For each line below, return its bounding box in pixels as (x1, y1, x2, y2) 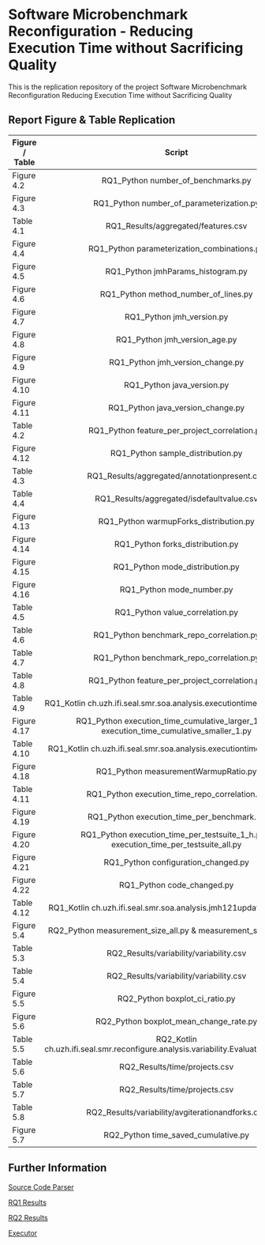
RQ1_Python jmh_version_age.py (115, 334, 237, 345)
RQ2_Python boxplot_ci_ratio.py (117, 993, 236, 1004)
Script (164, 146, 188, 157)
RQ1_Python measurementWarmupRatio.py (95, 765, 258, 776)
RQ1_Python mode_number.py (119, 583, 233, 594)
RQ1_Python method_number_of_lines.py (99, 289, 254, 300)
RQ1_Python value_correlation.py (114, 606, 239, 617)
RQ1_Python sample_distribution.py (110, 447, 243, 458)
